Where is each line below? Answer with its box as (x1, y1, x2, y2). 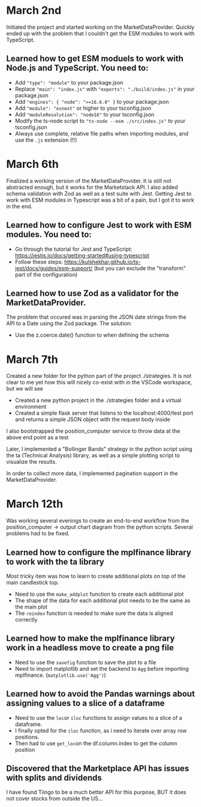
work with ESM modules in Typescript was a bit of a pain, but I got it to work (6, 196, 194, 203)
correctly (14, 616, 38, 623)
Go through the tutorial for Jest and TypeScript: (14, 245, 133, 253)
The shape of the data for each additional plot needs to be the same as (14, 597, 191, 604)
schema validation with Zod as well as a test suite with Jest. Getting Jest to (6, 190, 192, 197)
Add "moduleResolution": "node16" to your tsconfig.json (14, 110, 155, 118)
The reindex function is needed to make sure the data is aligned (14, 610, 173, 617)
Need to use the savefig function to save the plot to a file (14, 658, 157, 666)
